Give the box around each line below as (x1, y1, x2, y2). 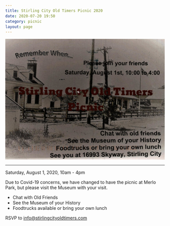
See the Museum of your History (12, 200, 81, 206)
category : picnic (5, 19, 42, 24)
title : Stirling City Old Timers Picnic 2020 (5, 8, 103, 13)
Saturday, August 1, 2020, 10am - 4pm (5, 169, 85, 175)
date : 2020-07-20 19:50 (5, 13, 56, 19)
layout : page (5, 24, 33, 29)
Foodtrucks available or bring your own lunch (12, 205, 107, 211)
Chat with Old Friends (12, 195, 58, 201)
